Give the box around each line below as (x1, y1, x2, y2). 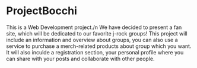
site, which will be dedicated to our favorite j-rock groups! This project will (6, 30, 188, 37)
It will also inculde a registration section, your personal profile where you (6, 48, 184, 56)
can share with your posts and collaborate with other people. (6, 55, 155, 62)
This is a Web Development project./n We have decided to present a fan (6, 24, 182, 31)
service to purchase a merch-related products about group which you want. (6, 43, 192, 50)
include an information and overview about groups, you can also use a (6, 36, 178, 43)
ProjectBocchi (6, 4, 77, 18)
